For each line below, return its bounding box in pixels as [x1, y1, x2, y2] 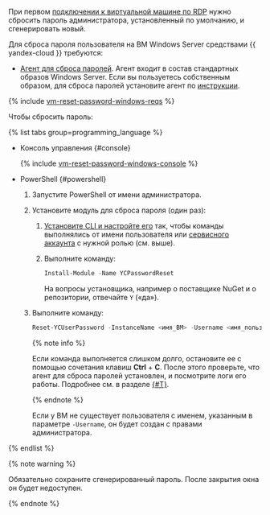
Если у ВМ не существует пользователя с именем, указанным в [31, 410, 253, 420]
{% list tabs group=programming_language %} [8, 128, 163, 137]
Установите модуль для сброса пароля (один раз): [31, 205, 207, 215]
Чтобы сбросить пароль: [8, 112, 94, 122]
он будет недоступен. [8, 483, 83, 492]
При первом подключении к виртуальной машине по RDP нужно [8, 7, 231, 16]
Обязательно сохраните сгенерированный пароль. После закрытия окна [8, 474, 260, 484]
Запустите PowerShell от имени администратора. [31, 190, 202, 200]
